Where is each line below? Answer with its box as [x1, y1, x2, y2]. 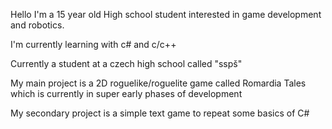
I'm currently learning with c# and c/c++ [10, 39, 177, 50]
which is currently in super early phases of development [10, 88, 243, 99]
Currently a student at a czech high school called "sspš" [10, 58, 243, 69]
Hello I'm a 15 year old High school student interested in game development [10, 9, 322, 20]
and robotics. [10, 19, 65, 31]
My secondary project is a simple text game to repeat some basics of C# [10, 107, 310, 119]
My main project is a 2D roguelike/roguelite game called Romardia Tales [10, 77, 307, 89]
